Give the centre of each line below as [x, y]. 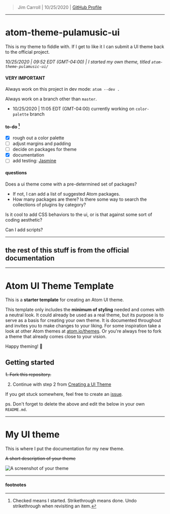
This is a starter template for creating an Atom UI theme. [65, 300]
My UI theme [32, 435]
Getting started [30, 362]
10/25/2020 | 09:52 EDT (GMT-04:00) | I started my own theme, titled [78, 62]
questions [16, 172]
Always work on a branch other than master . [51, 99]
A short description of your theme [40, 459]
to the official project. [28, 52]
